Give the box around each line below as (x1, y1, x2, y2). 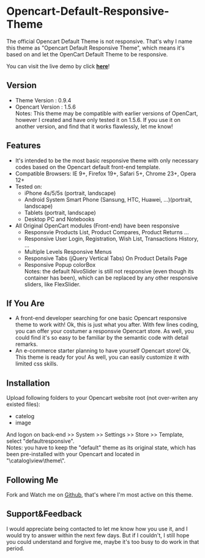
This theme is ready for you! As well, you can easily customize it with (15, 354, 190, 361)
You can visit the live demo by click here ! (6, 63, 110, 70)
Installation (6, 378, 50, 388)
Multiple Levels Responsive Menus (24, 248, 112, 255)
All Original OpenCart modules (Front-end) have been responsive (15, 222, 179, 229)
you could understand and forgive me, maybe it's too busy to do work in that (6, 538, 199, 545)
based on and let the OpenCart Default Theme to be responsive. (6, 50, 168, 58)
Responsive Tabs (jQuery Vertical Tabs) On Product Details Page (24, 254, 188, 262)
